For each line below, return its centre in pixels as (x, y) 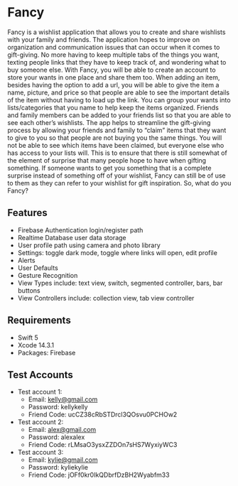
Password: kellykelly (58, 407)
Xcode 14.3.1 (36, 345)
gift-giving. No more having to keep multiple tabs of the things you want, (114, 55)
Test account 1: (40, 392)
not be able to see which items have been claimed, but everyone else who (116, 145)
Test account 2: (40, 422)
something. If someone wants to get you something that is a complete (109, 168)
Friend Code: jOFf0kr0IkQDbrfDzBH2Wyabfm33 (99, 475)
